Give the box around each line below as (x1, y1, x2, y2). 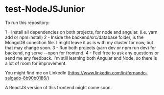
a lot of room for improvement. (5, 60, 67, 66)
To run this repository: (5, 20, 50, 25)
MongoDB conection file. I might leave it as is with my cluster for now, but (5, 39, 153, 45)
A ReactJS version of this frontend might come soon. (5, 84, 112, 90)
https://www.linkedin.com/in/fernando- (69, 70, 148, 75)
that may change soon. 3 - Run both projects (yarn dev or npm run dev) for (5, 45, 156, 50)
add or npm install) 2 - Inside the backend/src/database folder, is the (5, 34, 144, 40)
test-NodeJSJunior (5, 3, 85, 15)
